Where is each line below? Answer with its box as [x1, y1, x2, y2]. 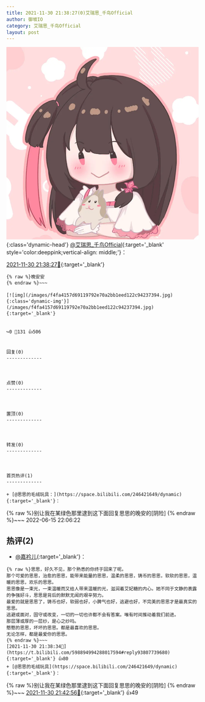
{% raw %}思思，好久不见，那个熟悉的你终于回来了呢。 [6, 566, 127, 572]
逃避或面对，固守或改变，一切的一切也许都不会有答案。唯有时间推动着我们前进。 [6, 612, 179, 618]
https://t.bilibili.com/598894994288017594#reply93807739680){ [6, 649, 171, 656]
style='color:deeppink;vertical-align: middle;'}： [6, 249, 127, 256]
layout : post [6, 29, 40, 35]
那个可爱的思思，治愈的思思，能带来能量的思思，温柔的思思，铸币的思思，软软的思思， [6, 573, 193, 579]
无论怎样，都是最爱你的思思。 [6, 631, 70, 638]
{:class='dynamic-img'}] [6, 298, 70, 305]
